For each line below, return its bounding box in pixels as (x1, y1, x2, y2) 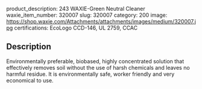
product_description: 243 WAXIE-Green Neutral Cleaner (6, 5, 146, 12)
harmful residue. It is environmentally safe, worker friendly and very (6, 70, 175, 78)
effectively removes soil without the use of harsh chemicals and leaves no (6, 64, 190, 71)
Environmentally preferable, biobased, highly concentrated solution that (6, 57, 185, 65)
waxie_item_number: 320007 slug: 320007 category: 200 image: (6, 11, 168, 19)
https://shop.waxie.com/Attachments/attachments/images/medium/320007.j (6, 18, 196, 25)
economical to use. (6, 76, 54, 84)
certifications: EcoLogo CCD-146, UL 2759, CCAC (14, 24, 138, 31)
